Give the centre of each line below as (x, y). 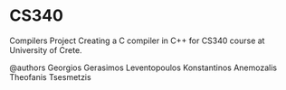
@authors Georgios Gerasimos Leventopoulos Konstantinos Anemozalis (143, 67)
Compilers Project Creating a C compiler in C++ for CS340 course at (137, 40)
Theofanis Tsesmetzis (51, 76)
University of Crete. (46, 49)
